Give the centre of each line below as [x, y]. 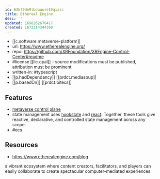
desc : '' [14, 18]
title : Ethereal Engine [29, 14]
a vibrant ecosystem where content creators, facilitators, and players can [78, 166]
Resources [22, 145]
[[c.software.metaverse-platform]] [46, 41]
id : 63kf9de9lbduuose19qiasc [34, 9]
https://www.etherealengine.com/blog [50, 157]
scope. [19, 124]
